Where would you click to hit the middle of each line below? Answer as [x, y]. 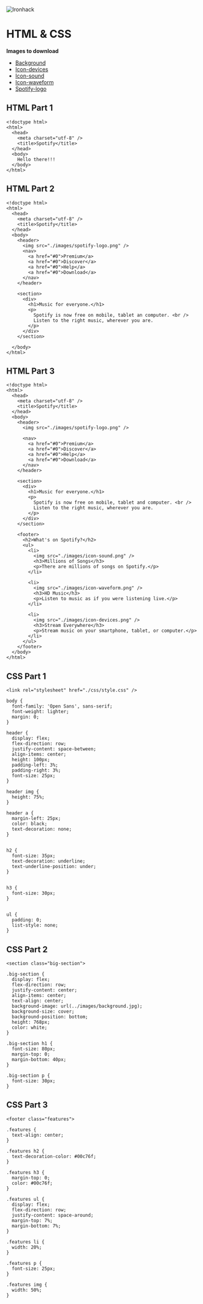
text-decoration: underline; [49, 861]
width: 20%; [27, 1247]
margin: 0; [26, 717]
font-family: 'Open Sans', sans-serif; [62, 706]
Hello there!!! [36, 159]
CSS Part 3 [27, 1105]
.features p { [24, 1263]
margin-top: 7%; [32, 1220]
